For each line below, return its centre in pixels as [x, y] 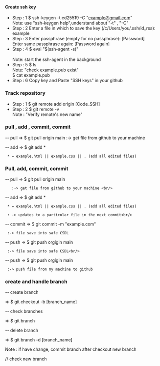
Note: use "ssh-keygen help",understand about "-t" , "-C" [70, 23]
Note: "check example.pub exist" [46, 70]
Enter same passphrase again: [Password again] [61, 44]
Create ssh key [21, 7]
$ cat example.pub [31, 75]
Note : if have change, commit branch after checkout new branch [71, 349]
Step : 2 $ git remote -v [36, 109]
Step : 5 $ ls [24, 65]
